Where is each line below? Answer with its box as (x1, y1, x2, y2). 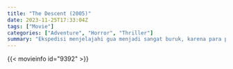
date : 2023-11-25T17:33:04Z (7, 17, 89, 23)
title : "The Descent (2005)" (7, 10, 92, 17)
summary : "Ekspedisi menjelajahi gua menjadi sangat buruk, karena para (7, 36, 222, 43)
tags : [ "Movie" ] (7, 23, 54, 30)
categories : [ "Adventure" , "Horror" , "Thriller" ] (7, 29, 154, 37)
